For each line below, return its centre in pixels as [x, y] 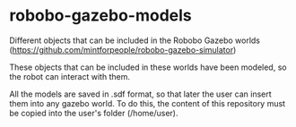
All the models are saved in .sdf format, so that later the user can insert [140, 94]
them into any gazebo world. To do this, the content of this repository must [147, 103]
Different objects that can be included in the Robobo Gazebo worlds [135, 40]
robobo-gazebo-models [100, 16]
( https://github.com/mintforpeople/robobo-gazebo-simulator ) [123, 49]
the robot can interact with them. [70, 76]
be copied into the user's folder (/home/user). [94, 113]
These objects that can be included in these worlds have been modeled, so [148, 67]
